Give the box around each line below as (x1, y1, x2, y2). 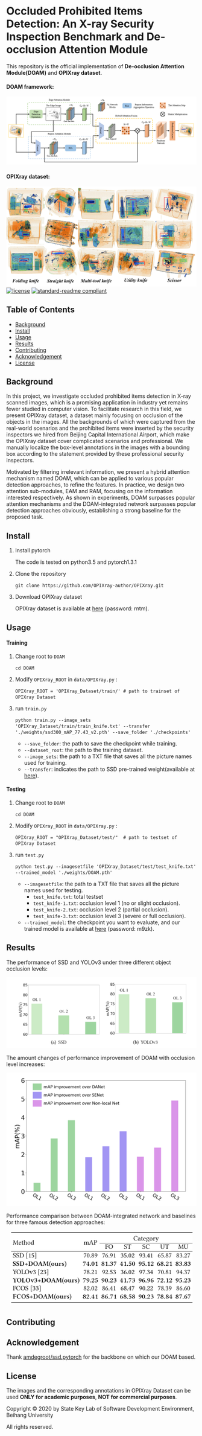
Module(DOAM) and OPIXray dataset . (6, 69, 103, 76)
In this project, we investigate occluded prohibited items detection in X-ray (6, 392, 191, 400)
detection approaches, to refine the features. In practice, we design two (6, 481, 185, 488)
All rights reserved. (6, 1423, 54, 1431)
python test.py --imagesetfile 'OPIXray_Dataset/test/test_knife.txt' (14, 864, 197, 870)
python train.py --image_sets (14, 717, 92, 723)
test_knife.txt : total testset (33, 893, 104, 901)
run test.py (14, 851, 44, 858)
